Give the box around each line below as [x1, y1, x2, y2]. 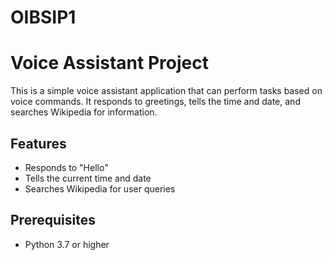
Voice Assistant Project [10, 52, 209, 75]
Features [10, 135, 67, 152]
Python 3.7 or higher [24, 238, 110, 250]
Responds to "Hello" [24, 161, 109, 173]
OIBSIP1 [10, 6, 77, 29]
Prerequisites [10, 212, 96, 229]
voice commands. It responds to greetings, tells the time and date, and [10, 96, 301, 108]
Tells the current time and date [24, 172, 152, 184]
